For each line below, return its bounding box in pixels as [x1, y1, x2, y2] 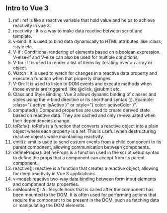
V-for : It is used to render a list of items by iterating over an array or [12, 59, 153, 65]
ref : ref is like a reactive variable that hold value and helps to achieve [12, 17, 155, 23]
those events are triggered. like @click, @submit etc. [12, 86, 121, 92]
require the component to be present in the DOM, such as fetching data [12, 197, 160, 203]
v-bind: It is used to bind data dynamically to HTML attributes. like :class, [12, 38, 162, 44]
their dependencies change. [12, 117, 71, 123]
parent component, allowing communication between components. [12, 144, 151, 150]
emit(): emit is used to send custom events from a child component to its [12, 139, 162, 145]
